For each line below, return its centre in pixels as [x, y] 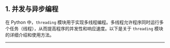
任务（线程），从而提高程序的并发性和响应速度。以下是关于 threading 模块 [86, 28]
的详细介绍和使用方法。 [30, 35]
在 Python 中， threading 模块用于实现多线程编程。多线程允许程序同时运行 [82, 22]
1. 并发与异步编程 [32, 9]
